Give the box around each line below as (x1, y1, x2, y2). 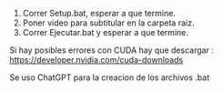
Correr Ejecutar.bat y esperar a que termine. (22, 27, 188, 37)
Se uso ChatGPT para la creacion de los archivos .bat (9, 72, 210, 83)
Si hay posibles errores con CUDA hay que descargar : (9, 45, 214, 56)
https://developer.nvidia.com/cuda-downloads (9, 55, 184, 65)
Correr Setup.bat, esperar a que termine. (22, 8, 176, 18)
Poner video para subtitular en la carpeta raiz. (22, 17, 195, 28)
